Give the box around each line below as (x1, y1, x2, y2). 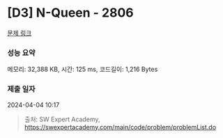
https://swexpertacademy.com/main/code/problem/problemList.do (24, 123, 217, 131)
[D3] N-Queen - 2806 (7, 5, 134, 21)
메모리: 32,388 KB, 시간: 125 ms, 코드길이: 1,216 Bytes (7, 65, 158, 74)
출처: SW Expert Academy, (24, 115, 100, 123)
